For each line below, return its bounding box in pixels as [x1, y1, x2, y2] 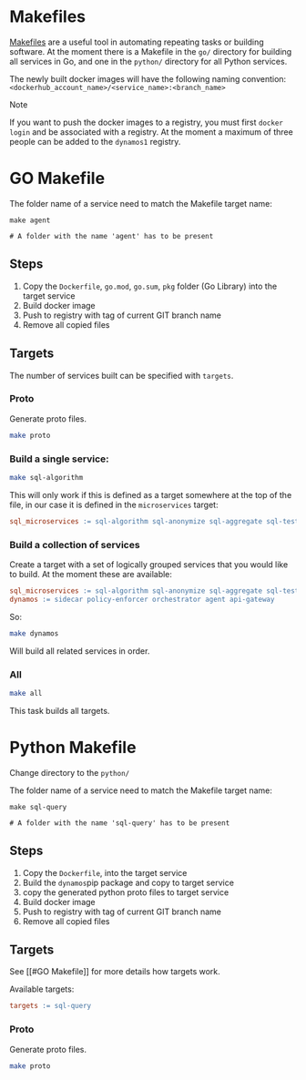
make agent [9, 216, 51, 225]
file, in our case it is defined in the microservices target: [9, 499, 219, 510]
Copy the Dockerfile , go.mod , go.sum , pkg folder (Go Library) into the [22, 280, 278, 291]
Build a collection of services [9, 538, 140, 551]
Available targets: [9, 983, 75, 994]
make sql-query [9, 802, 67, 811]
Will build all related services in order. [9, 645, 150, 657]
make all [9, 688, 43, 698]
